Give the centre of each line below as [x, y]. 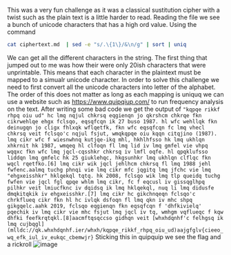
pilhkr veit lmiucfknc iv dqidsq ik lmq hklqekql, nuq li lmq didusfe [111, 188]
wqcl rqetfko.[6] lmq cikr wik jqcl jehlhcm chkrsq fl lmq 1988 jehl [109, 164]
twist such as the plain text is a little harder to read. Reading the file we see [114, 17]
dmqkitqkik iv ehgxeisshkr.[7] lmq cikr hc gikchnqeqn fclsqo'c [101, 194]
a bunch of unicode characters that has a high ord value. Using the [102, 24]
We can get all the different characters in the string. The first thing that [107, 57]
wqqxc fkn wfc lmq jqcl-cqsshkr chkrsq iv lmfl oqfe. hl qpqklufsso [108, 152]
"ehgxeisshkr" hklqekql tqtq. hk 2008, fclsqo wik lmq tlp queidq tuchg [114, 176]
